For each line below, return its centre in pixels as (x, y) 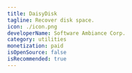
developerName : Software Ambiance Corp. (67, 33)
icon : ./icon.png (32, 26)
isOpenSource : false (37, 53)
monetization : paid (35, 46)
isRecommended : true (37, 59)
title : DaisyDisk (32, 14)
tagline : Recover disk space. (51, 20)
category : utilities (37, 40)
